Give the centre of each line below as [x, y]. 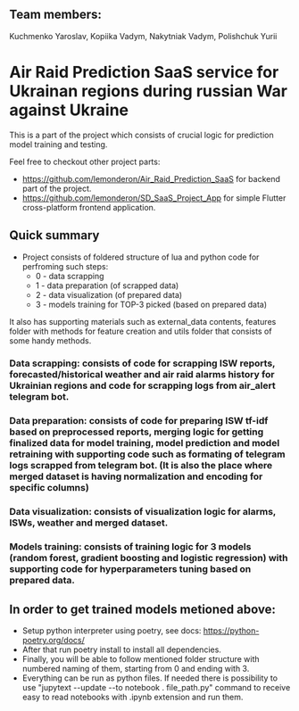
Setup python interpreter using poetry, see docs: [112, 631]
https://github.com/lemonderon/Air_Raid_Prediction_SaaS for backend [151, 178]
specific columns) [49, 488]
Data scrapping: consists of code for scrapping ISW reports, [142, 363]
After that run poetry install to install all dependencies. [121, 649]
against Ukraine [69, 110]
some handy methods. [50, 340]
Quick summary [54, 236]
